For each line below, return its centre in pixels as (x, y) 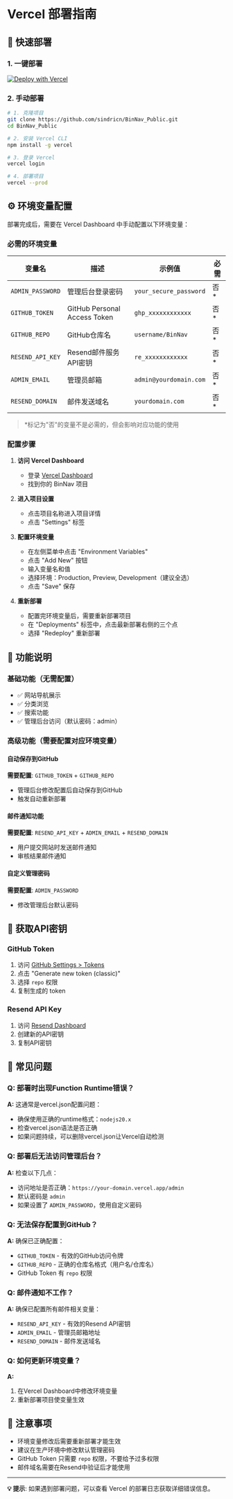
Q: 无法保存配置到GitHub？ (53, 1224)
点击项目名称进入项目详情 (64, 513)
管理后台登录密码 (95, 292)
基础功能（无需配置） (43, 678)
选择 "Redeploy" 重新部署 (64, 633)
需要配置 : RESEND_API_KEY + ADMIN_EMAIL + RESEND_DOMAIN (88, 832)
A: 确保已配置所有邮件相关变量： (54, 1309)
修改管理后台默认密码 (48, 905)
